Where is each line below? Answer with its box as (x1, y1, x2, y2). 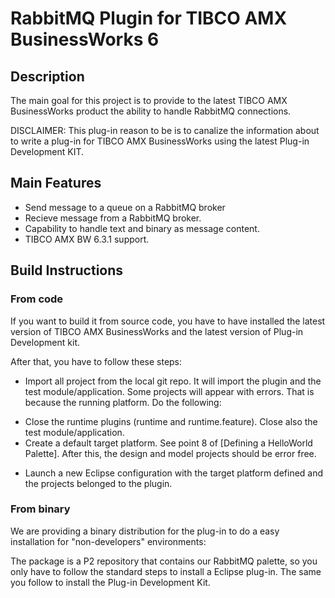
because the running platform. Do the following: (24, 396, 222, 408)
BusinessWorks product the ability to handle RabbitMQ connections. (10, 105, 292, 117)
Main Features (10, 175, 102, 192)
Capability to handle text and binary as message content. (24, 222, 260, 234)
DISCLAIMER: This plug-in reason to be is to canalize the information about (10, 125, 320, 136)
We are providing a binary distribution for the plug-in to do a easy (10, 525, 280, 537)
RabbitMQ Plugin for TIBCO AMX (10, 7, 288, 30)
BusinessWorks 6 (10, 28, 160, 51)
